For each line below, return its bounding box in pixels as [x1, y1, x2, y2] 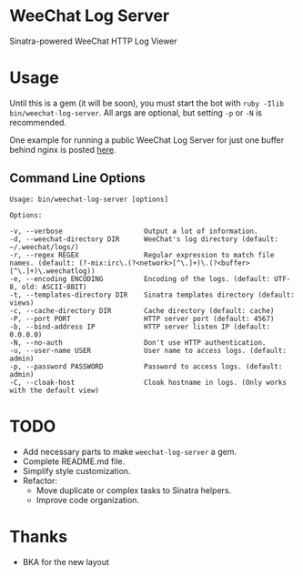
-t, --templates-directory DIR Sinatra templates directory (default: [9, 290, 296, 299]
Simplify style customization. [22, 465, 131, 476]
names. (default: [9, 258, 76, 268]
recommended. [9, 116, 66, 127]
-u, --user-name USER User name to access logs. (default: [9, 346, 287, 355]
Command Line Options [9, 170, 146, 187]
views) [9, 298, 35, 308]
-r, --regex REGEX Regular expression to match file [9, 250, 275, 259]
